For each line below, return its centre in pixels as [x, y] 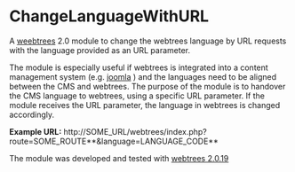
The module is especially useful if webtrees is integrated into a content [139, 67]
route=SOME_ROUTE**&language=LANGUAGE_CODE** [114, 141]
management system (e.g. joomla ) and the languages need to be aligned [143, 76]
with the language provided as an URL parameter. [100, 50]
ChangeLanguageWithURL [109, 16]
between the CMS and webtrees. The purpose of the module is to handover [147, 86]
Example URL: [36, 131]
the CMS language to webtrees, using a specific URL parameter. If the [137, 96]
